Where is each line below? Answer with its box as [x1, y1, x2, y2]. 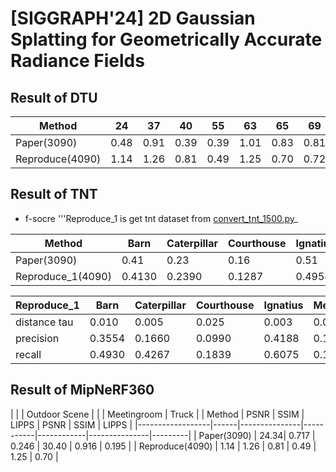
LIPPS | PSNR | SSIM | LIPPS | [10, 418, 133, 431]
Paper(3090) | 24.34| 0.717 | [198, 429, 316, 441]
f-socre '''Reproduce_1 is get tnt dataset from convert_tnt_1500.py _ [24, 212, 298, 224]
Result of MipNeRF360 [10, 382, 155, 399]
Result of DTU [10, 89, 98, 106]
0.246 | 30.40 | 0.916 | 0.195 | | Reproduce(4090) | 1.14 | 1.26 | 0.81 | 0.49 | [10, 440, 317, 452]
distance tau [15, 315, 74, 329]
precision [15, 331, 60, 345]
